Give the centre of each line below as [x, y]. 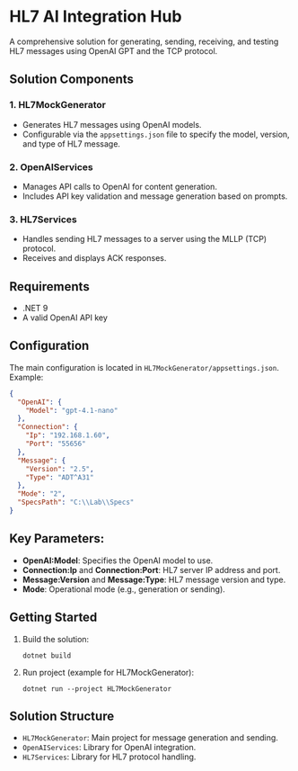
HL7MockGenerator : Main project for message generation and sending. [150, 738]
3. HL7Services [44, 220]
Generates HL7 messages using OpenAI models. [112, 124]
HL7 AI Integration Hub [96, 17]
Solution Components [72, 80]
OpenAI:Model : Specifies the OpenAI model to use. [118, 560]
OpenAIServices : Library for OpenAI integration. [109, 748]
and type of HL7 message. [71, 143]
